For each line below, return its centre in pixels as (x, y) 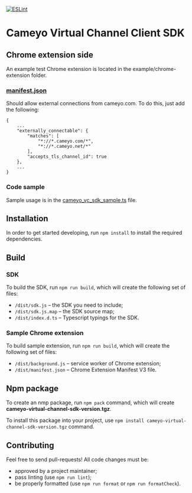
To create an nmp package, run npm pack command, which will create (90, 403)
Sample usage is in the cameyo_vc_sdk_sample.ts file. (71, 200)
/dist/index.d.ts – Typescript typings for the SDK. (77, 318)
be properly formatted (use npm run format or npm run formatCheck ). (98, 484)
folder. (39, 75)
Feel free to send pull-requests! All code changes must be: (77, 460)
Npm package (32, 388)
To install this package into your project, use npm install (75, 420)
